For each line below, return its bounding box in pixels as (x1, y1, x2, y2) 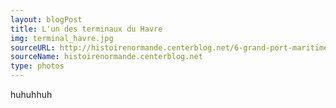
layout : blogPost (10, 14, 83, 25)
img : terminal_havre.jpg (10, 33, 114, 43)
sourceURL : (10, 42, 56, 53)
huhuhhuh (10, 89, 53, 100)
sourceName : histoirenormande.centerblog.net (10, 52, 203, 62)
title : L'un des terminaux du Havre (10, 24, 163, 34)
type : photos (10, 61, 65, 71)
